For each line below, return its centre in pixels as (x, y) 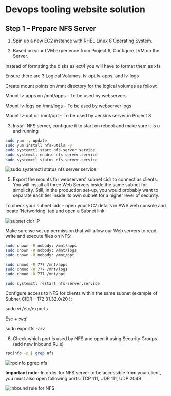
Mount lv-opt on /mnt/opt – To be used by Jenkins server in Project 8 (78, 116)
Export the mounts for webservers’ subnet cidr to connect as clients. (85, 179)
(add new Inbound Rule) (38, 344)
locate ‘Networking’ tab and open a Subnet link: (56, 211)
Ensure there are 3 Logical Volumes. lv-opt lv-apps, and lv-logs (72, 76)
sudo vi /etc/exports (27, 308)
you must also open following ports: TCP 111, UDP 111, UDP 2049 (73, 379)
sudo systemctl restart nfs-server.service (53, 283)
